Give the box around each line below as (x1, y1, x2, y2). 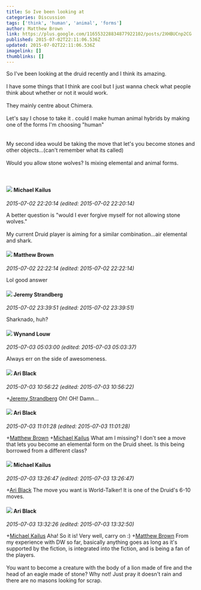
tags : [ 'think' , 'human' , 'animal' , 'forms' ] (6, 20, 122, 26)
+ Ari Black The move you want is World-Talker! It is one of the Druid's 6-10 (6, 487, 191, 494)
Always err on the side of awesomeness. (6, 355, 107, 363)
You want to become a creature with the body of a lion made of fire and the (6, 564, 192, 571)
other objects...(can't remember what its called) (6, 146, 124, 154)
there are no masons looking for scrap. (6, 577, 102, 584)
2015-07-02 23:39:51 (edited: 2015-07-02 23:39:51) (6, 304, 134, 312)
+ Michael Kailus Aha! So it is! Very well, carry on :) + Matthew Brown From (6, 532, 189, 540)
